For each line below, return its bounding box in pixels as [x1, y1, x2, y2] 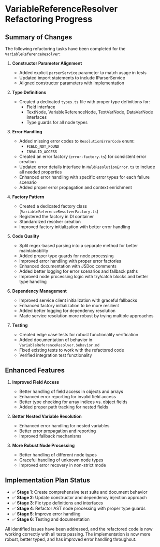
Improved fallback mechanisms [19, 433, 82, 439]
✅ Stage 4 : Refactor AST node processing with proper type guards [12, 505, 146, 511]
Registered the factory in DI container [19, 214, 94, 219]
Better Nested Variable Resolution [12, 413, 82, 419]
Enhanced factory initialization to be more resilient [19, 303, 119, 308]
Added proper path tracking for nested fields [19, 404, 109, 410]
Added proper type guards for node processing [19, 253, 114, 259]
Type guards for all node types [26, 120, 88, 125]
